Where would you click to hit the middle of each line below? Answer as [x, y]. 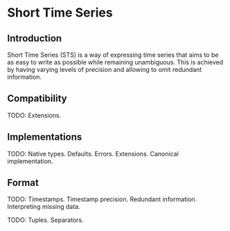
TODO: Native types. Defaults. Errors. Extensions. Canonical [93, 154]
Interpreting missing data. [44, 207]
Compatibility [37, 99]
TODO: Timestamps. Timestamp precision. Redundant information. [102, 199]
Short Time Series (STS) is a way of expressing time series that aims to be [113, 55]
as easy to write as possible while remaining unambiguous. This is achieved [115, 62]
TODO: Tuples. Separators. [46, 220]
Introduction [35, 38]
